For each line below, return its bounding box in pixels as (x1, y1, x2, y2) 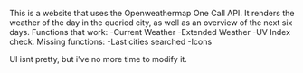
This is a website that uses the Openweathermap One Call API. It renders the (9, 8, 295, 18)
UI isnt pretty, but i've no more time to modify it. (9, 54, 187, 64)
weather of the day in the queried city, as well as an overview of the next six (9, 17, 293, 28)
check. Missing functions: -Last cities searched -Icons (9, 36, 213, 47)
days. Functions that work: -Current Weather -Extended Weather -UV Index (9, 27, 291, 37)
